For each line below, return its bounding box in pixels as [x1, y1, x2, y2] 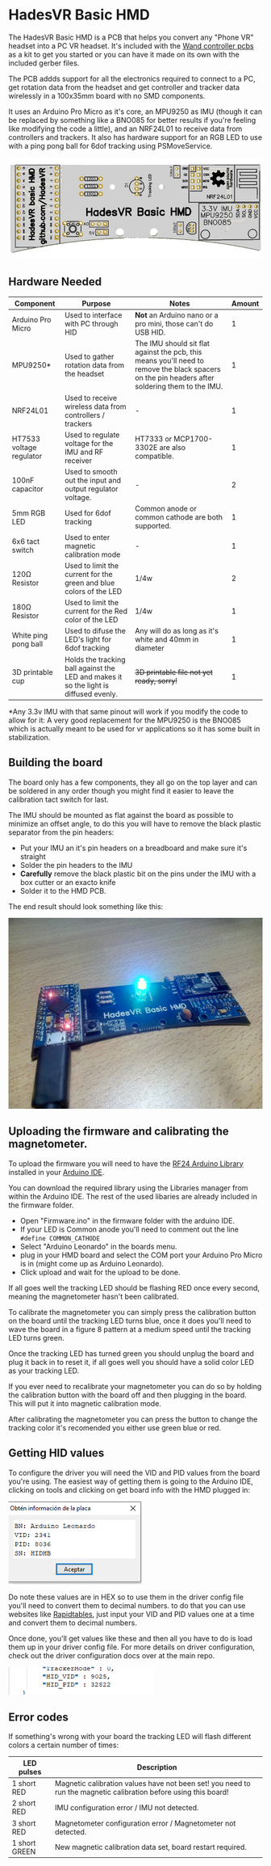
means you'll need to [134, 356, 204, 365]
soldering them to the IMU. [134, 381, 223, 391]
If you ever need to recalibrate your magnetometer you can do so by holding [8, 1381, 262, 1391]
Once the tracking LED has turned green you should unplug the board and [8, 1348, 254, 1358]
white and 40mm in [134, 634, 199, 644]
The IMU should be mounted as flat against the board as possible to [8, 810, 234, 819]
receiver [64, 455, 93, 465]
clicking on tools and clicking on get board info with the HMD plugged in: [8, 1485, 251, 1494]
